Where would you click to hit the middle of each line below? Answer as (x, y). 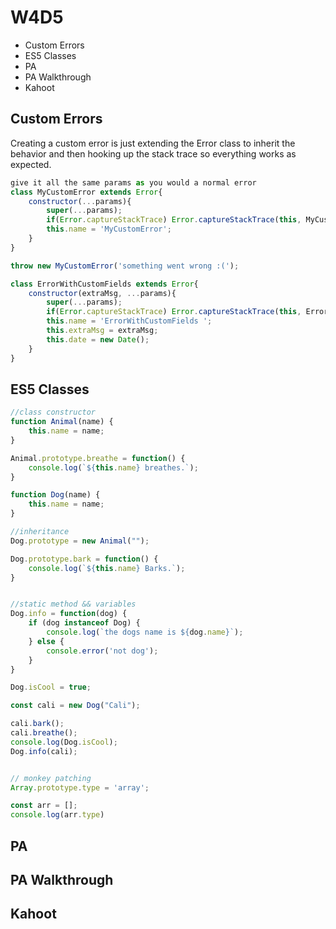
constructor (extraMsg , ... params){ (102, 293)
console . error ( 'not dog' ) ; (102, 651)
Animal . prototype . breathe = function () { (98, 458)
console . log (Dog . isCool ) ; (64, 742)
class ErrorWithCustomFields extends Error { (104, 284)
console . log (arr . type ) (57, 815)
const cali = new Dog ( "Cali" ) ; (75, 706)
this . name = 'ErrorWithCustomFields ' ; (129, 321)
